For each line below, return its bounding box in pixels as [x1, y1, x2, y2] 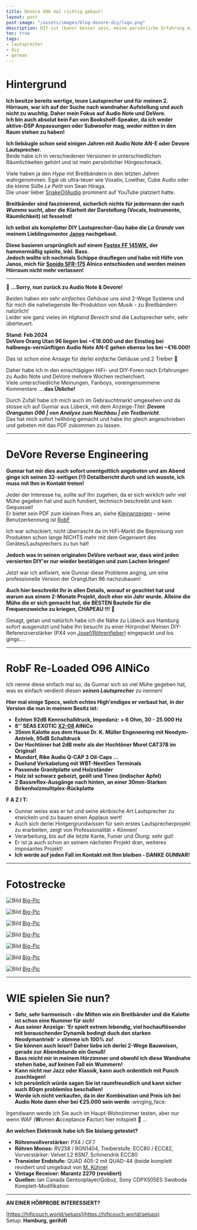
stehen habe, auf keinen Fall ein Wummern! [14, 1061, 123, 1068]
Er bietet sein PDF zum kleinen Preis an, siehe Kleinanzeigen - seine [6, 510, 171, 517]
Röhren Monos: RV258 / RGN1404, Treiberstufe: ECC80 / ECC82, [14, 1145, 174, 1152]
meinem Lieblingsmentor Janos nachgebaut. [6, 230, 118, 237]
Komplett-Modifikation [14, 1182, 69, 1189]
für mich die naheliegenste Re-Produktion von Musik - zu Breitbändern [6, 301, 177, 308]
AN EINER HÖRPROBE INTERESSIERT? [6, 1199, 101, 1206]
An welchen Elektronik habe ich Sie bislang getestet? [6, 1127, 138, 1135]
